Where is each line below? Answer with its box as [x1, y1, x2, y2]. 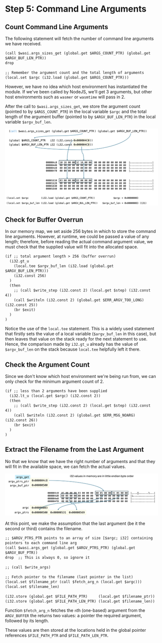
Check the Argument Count [5, 360, 90, 369]
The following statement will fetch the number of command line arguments [5, 36, 154, 41]
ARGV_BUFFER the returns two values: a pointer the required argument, [5, 613, 142, 619]
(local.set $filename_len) [5, 585, 60, 589]
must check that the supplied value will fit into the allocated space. [5, 244, 138, 250]
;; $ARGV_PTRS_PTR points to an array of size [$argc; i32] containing [5, 536, 153, 541]
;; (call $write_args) [5, 565, 51, 570]
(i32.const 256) [14, 273, 47, 278]
